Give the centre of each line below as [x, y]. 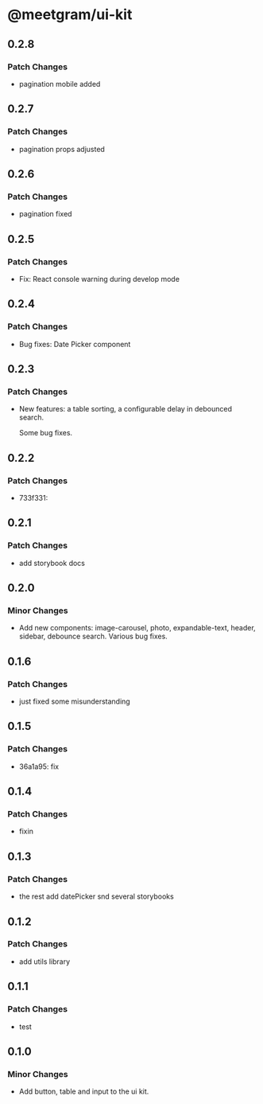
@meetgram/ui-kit [70, 15]
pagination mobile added [60, 84]
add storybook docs [52, 563]
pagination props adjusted [62, 149]
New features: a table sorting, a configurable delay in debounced [125, 409]
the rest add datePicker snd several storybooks [96, 896]
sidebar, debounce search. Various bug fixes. [93, 636]
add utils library [44, 962]
